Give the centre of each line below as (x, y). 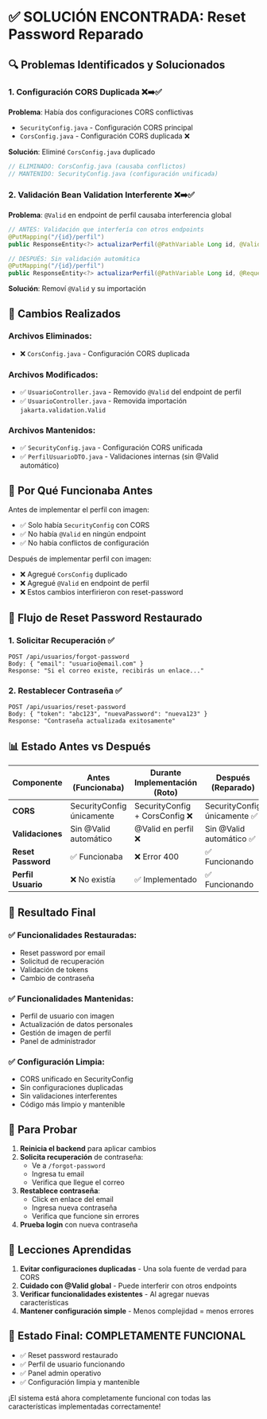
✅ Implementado (165, 880)
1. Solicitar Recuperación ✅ (62, 640)
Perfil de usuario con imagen (67, 1016)
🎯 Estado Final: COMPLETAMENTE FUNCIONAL (127, 1336)
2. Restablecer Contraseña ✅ (66, 690)
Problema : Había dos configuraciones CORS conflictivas (101, 112)
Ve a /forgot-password (68, 1165)
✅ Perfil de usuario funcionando (72, 1364)
